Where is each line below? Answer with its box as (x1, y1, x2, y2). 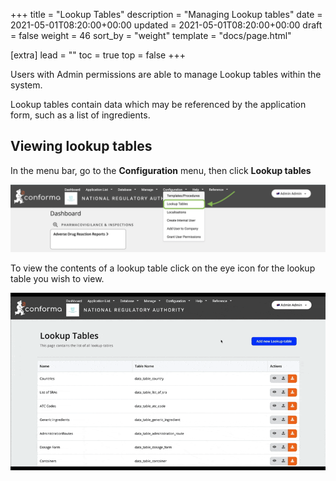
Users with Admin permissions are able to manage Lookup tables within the (10, 69, 322, 80)
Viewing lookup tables (10, 138, 153, 155)
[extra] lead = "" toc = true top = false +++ (10, 49, 186, 61)
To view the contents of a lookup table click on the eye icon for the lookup (10, 262, 316, 274)
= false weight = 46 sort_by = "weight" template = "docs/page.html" (10, 30, 292, 41)
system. (10, 79, 43, 91)
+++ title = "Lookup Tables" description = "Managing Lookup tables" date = (10, 9, 323, 20)
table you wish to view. (10, 273, 105, 285)
